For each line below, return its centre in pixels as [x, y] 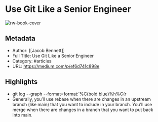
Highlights [21, 82]
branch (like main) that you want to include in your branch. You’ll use [82, 104]
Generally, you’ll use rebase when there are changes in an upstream [81, 99]
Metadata [20, 38]
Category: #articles [32, 61]
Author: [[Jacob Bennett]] [39, 50]
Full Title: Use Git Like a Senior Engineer [53, 56]
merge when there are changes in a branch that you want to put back [83, 110]
